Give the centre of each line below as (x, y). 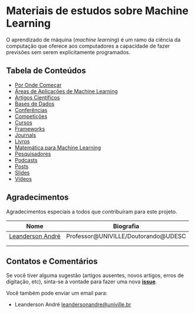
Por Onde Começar (38, 85)
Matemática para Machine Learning (58, 147)
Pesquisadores (33, 154)
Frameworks (30, 128)
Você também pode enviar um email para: (57, 293)
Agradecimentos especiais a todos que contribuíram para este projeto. (92, 211)
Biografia (126, 226)
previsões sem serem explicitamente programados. (68, 52)
